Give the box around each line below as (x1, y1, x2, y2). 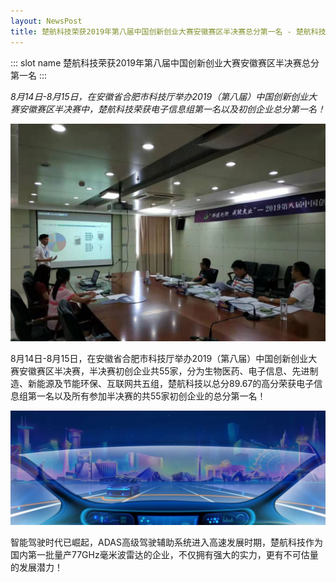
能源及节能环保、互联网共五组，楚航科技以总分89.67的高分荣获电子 (36, 377, 315, 389)
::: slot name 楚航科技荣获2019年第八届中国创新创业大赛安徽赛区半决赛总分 (10, 56, 320, 69)
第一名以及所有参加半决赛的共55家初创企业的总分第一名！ (27, 390, 267, 402)
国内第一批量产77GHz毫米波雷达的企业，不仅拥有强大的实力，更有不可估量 (10, 549, 319, 561)
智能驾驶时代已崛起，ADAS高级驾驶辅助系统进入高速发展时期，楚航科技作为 (10, 536, 323, 549)
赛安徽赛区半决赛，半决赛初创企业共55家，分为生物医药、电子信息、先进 (10, 365, 310, 377)
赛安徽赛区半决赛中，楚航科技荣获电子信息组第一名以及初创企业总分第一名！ (10, 103, 326, 115)
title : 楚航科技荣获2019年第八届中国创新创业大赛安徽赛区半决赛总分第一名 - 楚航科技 (10, 26, 327, 37)
